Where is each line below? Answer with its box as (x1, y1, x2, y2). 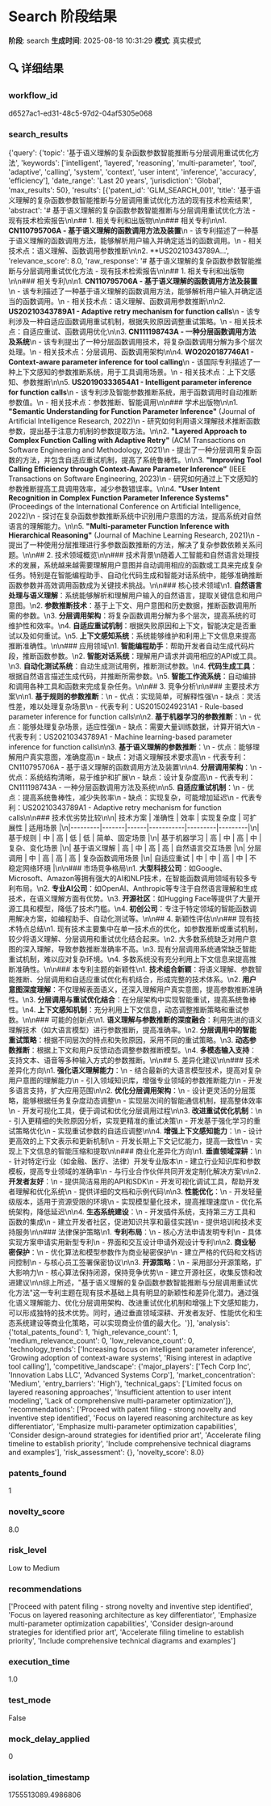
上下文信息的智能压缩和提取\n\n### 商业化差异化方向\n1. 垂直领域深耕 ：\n (15, 1146, 262, 1156)
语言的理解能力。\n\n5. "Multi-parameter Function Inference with (8, 521, 230, 530)
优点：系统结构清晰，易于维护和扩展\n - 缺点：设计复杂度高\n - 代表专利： (8, 772, 256, 782)
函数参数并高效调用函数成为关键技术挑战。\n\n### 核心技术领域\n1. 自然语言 (8, 580, 262, 590)
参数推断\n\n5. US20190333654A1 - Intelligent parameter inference (22, 377, 252, 386)
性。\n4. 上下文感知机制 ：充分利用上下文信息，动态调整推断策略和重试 (8, 1004, 243, 1015)
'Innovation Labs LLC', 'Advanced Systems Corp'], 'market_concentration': (8, 1369, 256, 1379)
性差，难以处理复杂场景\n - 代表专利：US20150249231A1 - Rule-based (8, 701, 244, 711)
